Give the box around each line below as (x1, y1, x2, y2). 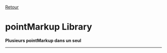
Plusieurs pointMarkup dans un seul (5, 37, 82, 43)
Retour (5, 4, 19, 10)
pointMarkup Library (5, 22, 92, 32)
